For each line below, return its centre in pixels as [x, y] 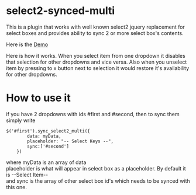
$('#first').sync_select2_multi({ [48, 131]
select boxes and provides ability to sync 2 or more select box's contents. [95, 33]
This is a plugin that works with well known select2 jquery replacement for [96, 27]
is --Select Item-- [27, 175]
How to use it [39, 98]
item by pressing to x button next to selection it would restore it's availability [98, 68]
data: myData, [44, 136]
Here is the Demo [27, 44]
